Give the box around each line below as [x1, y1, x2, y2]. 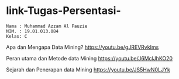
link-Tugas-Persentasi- [6, 4, 121, 17]
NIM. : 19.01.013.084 [6, 28, 59, 34]
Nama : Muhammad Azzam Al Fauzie [6, 23, 88, 29]
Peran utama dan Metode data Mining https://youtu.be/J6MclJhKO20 [6, 55, 173, 62]
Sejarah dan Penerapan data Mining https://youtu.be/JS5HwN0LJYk [6, 66, 171, 73]
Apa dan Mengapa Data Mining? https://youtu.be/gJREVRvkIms [6, 44, 159, 51]
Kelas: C [6, 33, 27, 39]
